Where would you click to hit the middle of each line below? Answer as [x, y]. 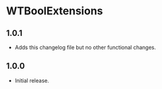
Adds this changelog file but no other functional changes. [85, 47]
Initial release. [32, 80]
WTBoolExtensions [54, 11]
